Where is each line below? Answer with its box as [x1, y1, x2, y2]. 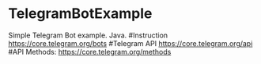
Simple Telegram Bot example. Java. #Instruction [8, 30, 168, 40]
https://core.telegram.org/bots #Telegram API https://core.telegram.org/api [8, 38, 253, 48]
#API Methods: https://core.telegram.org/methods [8, 47, 172, 56]
